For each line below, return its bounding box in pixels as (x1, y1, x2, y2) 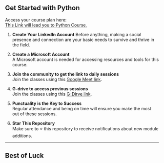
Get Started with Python (5, 4, 80, 12)
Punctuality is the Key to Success (12, 100, 82, 106)
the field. (12, 41, 30, 48)
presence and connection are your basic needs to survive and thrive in (12, 37, 155, 42)
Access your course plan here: (5, 17, 67, 22)
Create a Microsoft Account (12, 51, 70, 57)
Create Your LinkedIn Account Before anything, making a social (12, 31, 142, 37)
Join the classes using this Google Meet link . (12, 76, 102, 82)
